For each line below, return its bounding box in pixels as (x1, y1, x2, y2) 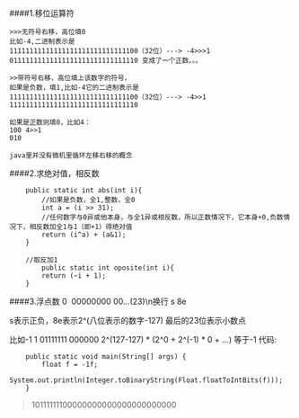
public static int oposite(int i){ (41, 263, 175, 272)
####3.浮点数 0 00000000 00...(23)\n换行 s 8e (9, 296, 187, 307)
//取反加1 (25, 255, 58, 264)
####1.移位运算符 (9, 8, 75, 18)
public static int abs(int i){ (25, 186, 143, 195)
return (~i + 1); (41, 271, 106, 280)
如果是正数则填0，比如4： (9, 118, 92, 127)
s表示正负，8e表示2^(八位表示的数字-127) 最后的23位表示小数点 (9, 316, 247, 325)
